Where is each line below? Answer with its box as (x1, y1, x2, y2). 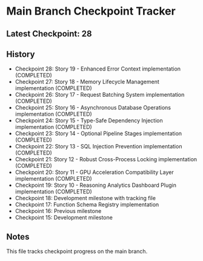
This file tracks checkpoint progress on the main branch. (6, 248, 148, 255)
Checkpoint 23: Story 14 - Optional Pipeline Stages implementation (15, 130, 182, 137)
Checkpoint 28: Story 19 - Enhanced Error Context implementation (15, 65, 181, 72)
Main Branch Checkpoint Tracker (6, 4, 176, 18)
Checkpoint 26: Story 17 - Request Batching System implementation (15, 91, 185, 99)
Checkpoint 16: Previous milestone (15, 207, 102, 215)
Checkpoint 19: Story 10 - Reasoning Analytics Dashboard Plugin (15, 181, 177, 189)
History (6, 49, 35, 59)
